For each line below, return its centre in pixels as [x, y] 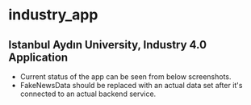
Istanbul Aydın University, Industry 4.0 [108, 45]
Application [38, 57]
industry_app [53, 15]
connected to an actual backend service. [88, 94]
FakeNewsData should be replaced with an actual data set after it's [131, 85]
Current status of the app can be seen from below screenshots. [125, 77]
